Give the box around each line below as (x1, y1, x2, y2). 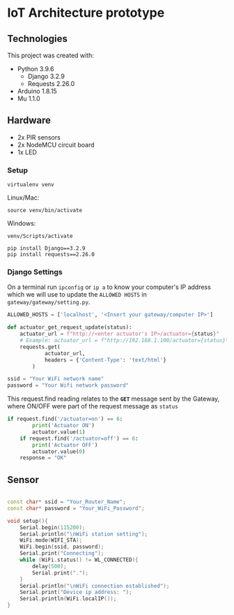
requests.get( (19, 343, 61, 350)
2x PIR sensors (17, 133, 61, 141)
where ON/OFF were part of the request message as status (7, 402, 179, 410)
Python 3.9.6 (17, 65, 54, 73)
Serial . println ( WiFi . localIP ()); (19, 595, 117, 602)
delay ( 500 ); (32, 563, 68, 570)
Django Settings (7, 267, 63, 277)
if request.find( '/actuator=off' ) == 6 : (19, 435, 139, 442)
